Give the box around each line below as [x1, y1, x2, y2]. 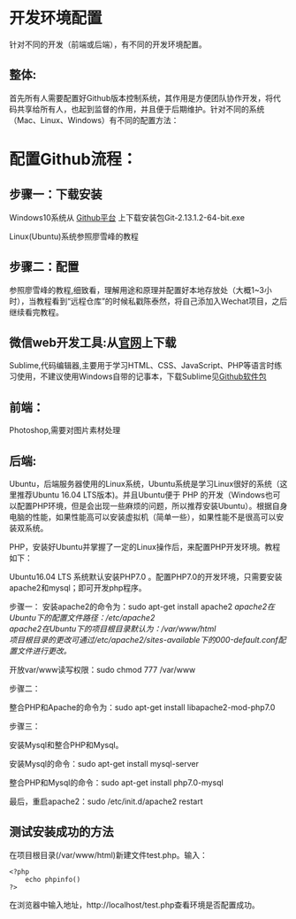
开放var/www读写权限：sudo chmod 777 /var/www [9, 665, 196, 675]
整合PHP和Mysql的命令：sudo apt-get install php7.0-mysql [9, 777, 224, 788]
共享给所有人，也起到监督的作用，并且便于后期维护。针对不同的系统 [16, 104, 265, 114]
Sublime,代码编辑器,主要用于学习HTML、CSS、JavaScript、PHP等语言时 [9, 360, 275, 371]
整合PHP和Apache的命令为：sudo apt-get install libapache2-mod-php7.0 [9, 702, 276, 713]
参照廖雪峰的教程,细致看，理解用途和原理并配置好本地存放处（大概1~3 [9, 284, 265, 295]
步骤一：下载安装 [9, 187, 102, 202]
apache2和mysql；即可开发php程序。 [9, 583, 148, 593]
